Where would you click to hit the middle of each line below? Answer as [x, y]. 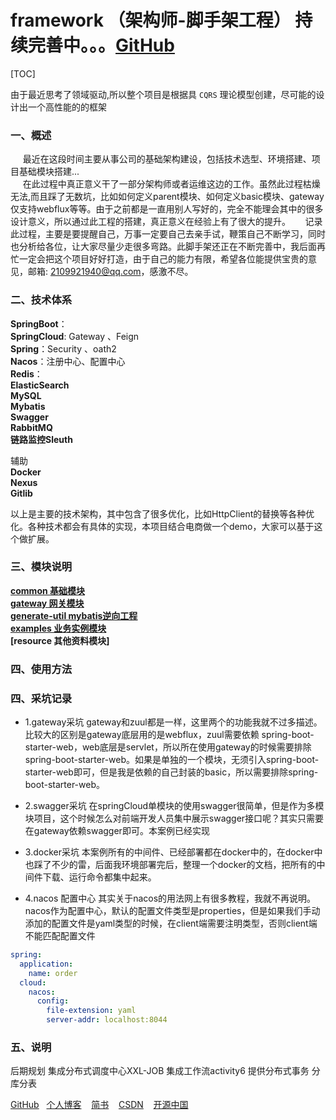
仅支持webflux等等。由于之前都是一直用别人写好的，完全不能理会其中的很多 [167, 209]
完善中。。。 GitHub [101, 45]
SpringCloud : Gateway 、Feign [75, 336]
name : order [53, 973]
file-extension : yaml [91, 1011]
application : [46, 964]
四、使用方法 [41, 669]
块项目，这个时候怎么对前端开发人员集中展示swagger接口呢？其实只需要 [174, 818]
